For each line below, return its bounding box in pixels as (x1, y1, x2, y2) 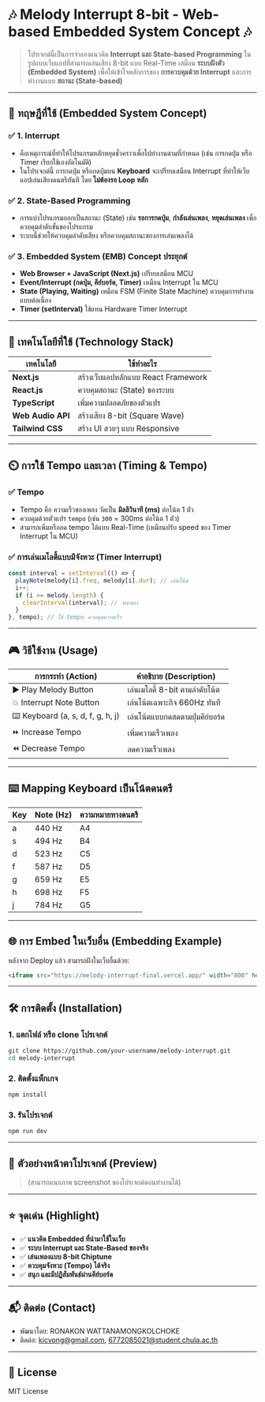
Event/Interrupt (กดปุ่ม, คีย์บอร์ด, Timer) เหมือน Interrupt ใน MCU (19, 278, 218, 287)
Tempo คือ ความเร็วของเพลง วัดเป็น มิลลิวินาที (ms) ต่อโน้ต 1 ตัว (19, 505, 195, 514)
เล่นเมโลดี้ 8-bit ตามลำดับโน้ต (127, 684, 220, 695)
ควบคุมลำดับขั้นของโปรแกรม (19, 222, 93, 231)
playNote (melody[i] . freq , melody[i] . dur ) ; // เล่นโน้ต (15, 576, 188, 584)
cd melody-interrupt (8, 1054, 77, 1062)
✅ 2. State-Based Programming (8, 195, 131, 206)
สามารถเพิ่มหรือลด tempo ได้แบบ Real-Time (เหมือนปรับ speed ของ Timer (19, 522, 231, 531)
